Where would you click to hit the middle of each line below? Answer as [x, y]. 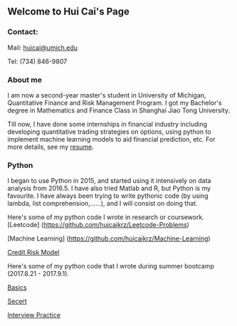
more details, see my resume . [51, 147]
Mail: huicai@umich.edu [43, 47]
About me [25, 80]
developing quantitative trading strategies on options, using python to [109, 132]
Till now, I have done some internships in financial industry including [107, 124]
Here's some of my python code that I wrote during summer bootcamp [111, 266]
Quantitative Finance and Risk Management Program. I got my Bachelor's [115, 102]
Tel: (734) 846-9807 [37, 61]
